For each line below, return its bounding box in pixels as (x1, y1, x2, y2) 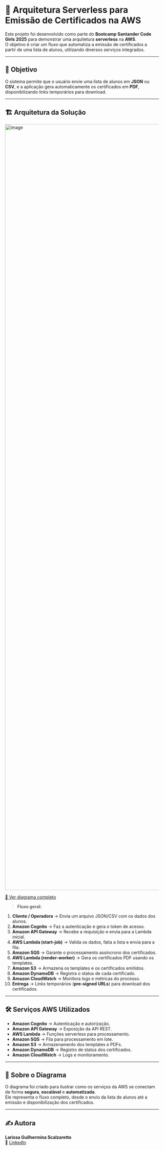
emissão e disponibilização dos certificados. (5, 1100, 95, 1105)
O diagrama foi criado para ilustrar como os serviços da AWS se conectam (5, 1084, 155, 1090)
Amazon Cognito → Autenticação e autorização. (12, 1021, 110, 1026)
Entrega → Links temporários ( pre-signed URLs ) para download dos (12, 980, 150, 987)
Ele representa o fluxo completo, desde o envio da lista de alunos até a (5, 1094, 147, 1100)
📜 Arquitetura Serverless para (5, 4, 128, 16)
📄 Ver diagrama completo (5, 894, 56, 900)
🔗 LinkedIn (5, 1140, 26, 1145)
